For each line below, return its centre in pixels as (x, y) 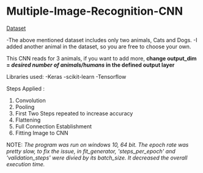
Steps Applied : (25, 88)
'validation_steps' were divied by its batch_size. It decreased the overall (97, 158)
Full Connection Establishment (54, 126)
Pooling (25, 107)
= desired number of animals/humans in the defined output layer (90, 65)
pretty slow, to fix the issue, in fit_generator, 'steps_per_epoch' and (91, 151)
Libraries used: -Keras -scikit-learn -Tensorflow (66, 76)
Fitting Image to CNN (42, 133)
